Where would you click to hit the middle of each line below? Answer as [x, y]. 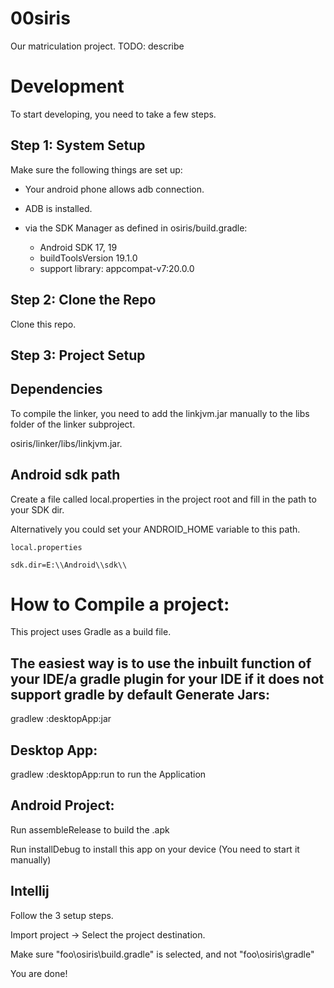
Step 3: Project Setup [78, 355]
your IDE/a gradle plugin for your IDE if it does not [167, 678]
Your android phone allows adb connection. [114, 189]
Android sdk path [65, 475]
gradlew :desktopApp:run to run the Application [108, 774]
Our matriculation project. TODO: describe [97, 46]
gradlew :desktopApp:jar [61, 719]
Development [67, 86]
